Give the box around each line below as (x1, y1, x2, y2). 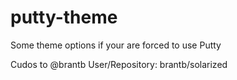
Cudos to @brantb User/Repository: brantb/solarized (10, 58, 228, 70)
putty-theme (10, 6, 118, 29)
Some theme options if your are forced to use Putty (10, 39, 222, 51)
